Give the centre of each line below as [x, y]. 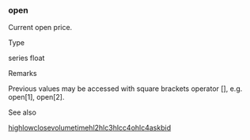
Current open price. [40, 28]
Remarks [23, 74]
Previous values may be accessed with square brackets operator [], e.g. [125, 89]
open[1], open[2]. [36, 97]
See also [23, 112]
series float [27, 58]
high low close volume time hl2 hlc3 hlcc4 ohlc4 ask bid [90, 128]
